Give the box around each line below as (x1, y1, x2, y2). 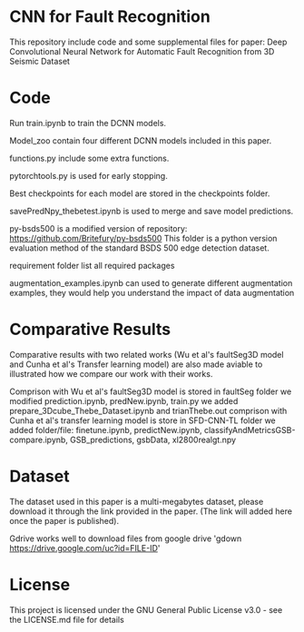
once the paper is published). (9, 515, 120, 526)
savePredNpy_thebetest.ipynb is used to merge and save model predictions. (9, 205, 294, 216)
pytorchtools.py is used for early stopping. (9, 170, 168, 181)
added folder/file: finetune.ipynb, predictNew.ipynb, (9, 424, 202, 435)
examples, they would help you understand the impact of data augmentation (9, 287, 295, 298)
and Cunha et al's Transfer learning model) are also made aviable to (9, 359, 263, 370)
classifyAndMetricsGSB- (203, 424, 296, 435)
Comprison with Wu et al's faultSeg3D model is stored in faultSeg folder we (9, 386, 292, 397)
